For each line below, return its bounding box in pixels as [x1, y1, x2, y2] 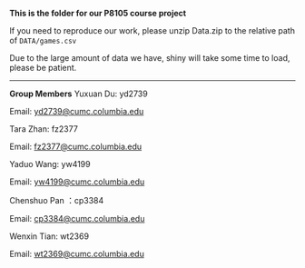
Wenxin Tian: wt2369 [9, 231, 89, 242]
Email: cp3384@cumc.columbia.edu [9, 213, 145, 223]
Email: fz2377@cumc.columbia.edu [9, 141, 143, 152]
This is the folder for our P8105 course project [9, 8, 187, 18]
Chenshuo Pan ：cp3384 [9, 195, 104, 205]
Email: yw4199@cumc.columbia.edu [9, 176, 145, 187]
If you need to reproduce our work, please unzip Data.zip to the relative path [9, 25, 295, 35]
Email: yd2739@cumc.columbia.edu [9, 106, 144, 116]
